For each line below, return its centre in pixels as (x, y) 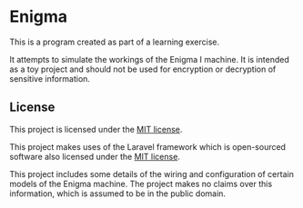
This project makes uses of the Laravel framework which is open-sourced (148, 146)
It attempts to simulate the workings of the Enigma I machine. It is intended (149, 59)
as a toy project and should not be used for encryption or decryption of (143, 69)
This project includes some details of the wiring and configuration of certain (151, 173)
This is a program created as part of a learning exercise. (115, 42)
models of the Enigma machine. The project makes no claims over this (141, 183)
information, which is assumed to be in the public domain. (117, 193)
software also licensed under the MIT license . (95, 156)
